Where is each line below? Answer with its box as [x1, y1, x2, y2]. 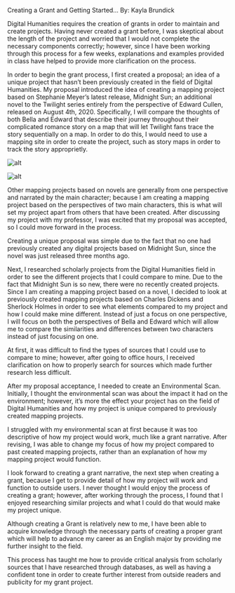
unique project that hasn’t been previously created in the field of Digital [7, 78, 213, 86]
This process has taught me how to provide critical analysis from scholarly [7, 556, 222, 564]
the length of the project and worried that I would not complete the [7, 34, 200, 43]
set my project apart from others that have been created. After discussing [7, 208, 220, 216]
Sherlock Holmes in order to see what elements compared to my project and [7, 302, 228, 311]
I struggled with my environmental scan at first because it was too [7, 425, 198, 434]
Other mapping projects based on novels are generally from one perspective [7, 186, 229, 194]
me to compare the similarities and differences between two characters [7, 325, 214, 333]
